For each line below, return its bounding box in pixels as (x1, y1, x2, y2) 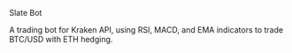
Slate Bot (9, 8, 42, 18)
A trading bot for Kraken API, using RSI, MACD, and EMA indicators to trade (9, 25, 284, 34)
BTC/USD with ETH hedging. (9, 34, 113, 44)
